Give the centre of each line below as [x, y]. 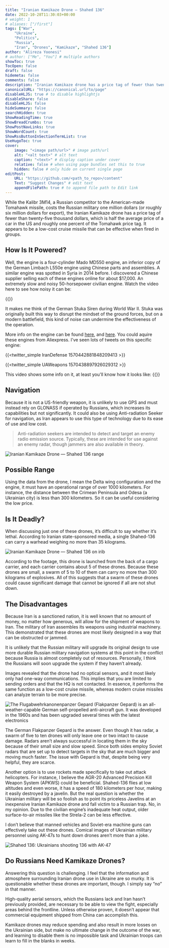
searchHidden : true [26, 113]
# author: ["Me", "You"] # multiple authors [53, 57]
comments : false [22, 80]
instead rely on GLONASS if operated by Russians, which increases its [78, 408]
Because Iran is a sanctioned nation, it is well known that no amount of [78, 616]
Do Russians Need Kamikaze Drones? [65, 861]
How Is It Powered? [36, 250]
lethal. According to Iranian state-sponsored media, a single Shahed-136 [80, 536]
